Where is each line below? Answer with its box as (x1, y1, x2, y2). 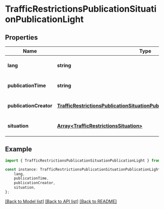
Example (5, 145, 32, 153)
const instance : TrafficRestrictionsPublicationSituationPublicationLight (5, 167, 161, 172)
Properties (5, 33, 38, 42)
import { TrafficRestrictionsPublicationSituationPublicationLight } (5, 158, 150, 163)
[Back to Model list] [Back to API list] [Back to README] (5, 198, 117, 204)
